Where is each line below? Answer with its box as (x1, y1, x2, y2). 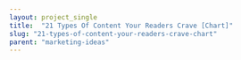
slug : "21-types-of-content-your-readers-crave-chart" (9, 29, 218, 38)
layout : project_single (9, 12, 98, 22)
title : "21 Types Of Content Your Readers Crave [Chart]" (9, 21, 234, 30)
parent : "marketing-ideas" (9, 37, 110, 47)
